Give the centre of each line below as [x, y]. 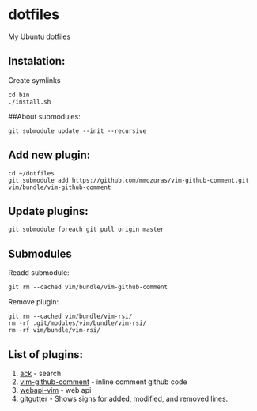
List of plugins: [46, 354]
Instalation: [37, 61]
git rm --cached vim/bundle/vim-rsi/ [70, 317]
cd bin [19, 95]
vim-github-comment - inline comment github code [103, 382]
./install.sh [30, 102]
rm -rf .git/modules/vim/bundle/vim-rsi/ [77, 323]
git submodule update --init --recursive [77, 131]
